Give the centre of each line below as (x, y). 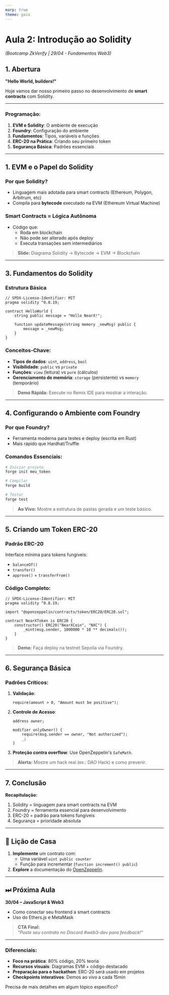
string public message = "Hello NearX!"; (58, 316)
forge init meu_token (28, 472)
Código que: (25, 227)
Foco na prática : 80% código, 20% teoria (56, 961)
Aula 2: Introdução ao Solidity (68, 40)
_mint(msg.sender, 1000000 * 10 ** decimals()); (75, 630)
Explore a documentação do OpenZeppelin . (58, 870)
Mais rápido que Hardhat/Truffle (46, 444)
